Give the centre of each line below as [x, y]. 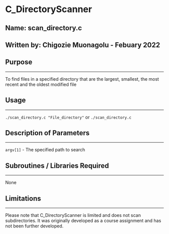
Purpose [19, 62]
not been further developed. [34, 226]
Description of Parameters [47, 133]
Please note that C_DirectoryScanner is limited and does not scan [73, 215]
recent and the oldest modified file [41, 84]
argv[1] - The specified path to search [45, 150]
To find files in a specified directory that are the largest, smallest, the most [82, 79]
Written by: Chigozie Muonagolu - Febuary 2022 [83, 45]
